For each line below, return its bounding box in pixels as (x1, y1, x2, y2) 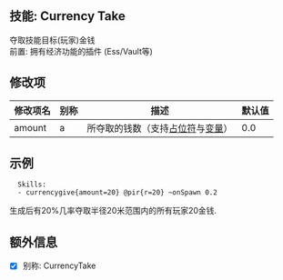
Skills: (17, 180, 47, 189)
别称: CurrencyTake (22, 260, 96, 271)
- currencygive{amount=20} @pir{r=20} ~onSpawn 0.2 (17, 188, 218, 197)
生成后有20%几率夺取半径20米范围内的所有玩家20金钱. (9, 205, 217, 216)
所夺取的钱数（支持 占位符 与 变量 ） (86, 122, 234, 135)
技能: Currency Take (9, 8, 126, 25)
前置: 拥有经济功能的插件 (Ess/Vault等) (9, 45, 153, 56)
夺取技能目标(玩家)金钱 (9, 35, 96, 45)
